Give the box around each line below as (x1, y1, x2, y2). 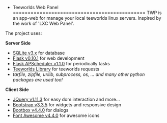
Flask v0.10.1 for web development (12, 55, 85, 61)
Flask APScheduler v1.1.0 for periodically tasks (12, 61, 110, 66)
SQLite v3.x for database (12, 50, 65, 56)
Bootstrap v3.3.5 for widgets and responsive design (12, 102, 121, 108)
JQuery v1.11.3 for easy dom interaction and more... (12, 96, 120, 102)
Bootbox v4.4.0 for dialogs (12, 107, 69, 113)
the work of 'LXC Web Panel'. (12, 20, 74, 26)
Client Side (5, 87, 29, 93)
